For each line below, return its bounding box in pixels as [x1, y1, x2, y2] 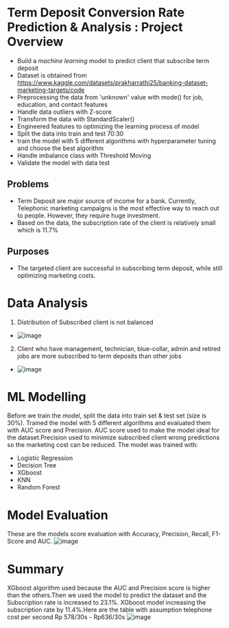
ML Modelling [7, 389, 87, 404]
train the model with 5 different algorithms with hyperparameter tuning [16, 136, 216, 145]
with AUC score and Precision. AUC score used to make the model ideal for [7, 426, 220, 435]
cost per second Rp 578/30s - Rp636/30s [7, 613, 125, 621]
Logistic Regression [16, 454, 73, 462]
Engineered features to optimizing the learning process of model [16, 122, 200, 130]
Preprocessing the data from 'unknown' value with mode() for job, [16, 93, 204, 101]
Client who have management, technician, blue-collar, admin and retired [16, 344, 221, 352]
